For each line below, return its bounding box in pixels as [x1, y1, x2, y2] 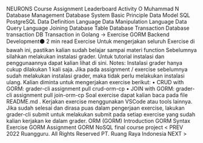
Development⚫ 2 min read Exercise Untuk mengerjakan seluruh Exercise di [6, 38, 195, 45]
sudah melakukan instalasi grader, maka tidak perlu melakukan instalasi [6, 72, 185, 79]
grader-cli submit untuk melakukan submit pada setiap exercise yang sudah [6, 111, 196, 118]
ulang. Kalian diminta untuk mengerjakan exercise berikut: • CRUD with [6, 79, 184, 85]
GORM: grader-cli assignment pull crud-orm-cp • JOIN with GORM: [6, 85, 175, 92]
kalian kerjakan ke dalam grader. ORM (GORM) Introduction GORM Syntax [6, 118, 191, 124]
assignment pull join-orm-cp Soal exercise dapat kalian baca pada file [13, 91, 188, 99]
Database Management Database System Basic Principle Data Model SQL [6, 12, 191, 19]
